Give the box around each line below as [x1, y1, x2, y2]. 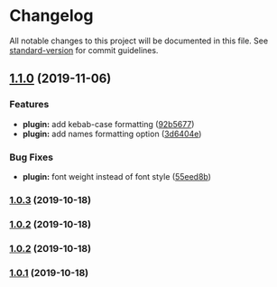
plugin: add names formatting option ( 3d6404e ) [22, 128, 202, 139]
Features [9, 98, 50, 111]
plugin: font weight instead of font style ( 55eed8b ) [22, 171, 212, 181]
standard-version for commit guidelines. [9, 44, 159, 55]
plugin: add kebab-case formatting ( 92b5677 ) [22, 118, 195, 129]
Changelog [9, 5, 94, 26]
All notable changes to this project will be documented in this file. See [9, 35, 269, 46]
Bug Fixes [9, 151, 54, 163]
